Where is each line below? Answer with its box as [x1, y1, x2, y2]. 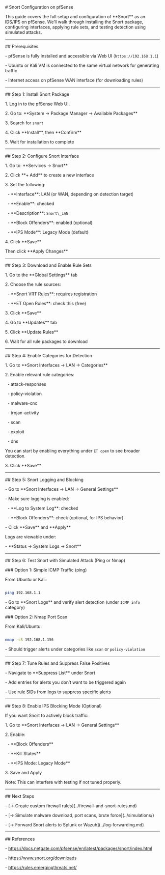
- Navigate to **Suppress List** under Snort [5, 670, 96, 676]
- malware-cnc [7, 400, 38, 406]
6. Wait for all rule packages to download [5, 339, 88, 344]
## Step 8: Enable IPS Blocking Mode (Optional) [5, 703, 102, 709]
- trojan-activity [7, 410, 39, 416]
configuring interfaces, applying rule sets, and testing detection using [5, 24, 146, 30]
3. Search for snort [5, 120, 44, 126]
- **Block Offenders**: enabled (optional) [7, 220, 93, 226]
